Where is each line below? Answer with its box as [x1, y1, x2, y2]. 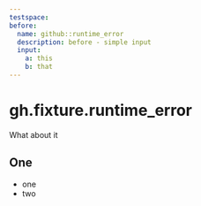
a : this [25, 54, 53, 63]
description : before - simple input [17, 37, 152, 47]
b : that [25, 63, 53, 72]
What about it [9, 129, 59, 140]
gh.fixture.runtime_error [9, 101, 192, 120]
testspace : [9, 12, 49, 22]
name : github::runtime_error [17, 29, 124, 38]
